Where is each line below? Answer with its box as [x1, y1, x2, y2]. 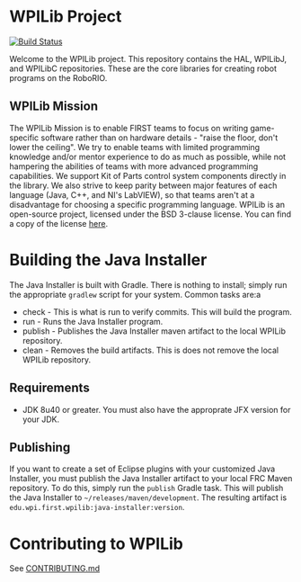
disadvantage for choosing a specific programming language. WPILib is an [9, 199, 286, 210]
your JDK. [22, 414, 60, 425]
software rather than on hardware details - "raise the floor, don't [40, 132, 279, 143]
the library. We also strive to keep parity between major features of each [9, 180, 278, 191]
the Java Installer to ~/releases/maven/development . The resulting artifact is [9, 492, 288, 503]
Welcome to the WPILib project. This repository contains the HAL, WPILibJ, [9, 53, 288, 64]
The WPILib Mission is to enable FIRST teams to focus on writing [9, 122, 249, 133]
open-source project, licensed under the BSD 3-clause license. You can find [9, 209, 292, 219]
